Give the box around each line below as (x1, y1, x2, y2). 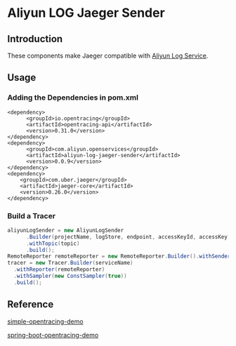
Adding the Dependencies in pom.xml (7, 93, 139, 102)
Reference (7, 298, 54, 310)
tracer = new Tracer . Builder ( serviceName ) (7, 260, 133, 267)
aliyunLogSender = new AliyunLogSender (7, 227, 124, 234)
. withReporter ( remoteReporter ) (13, 266, 105, 273)
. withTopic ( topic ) (25, 240, 80, 247)
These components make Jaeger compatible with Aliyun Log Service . (7, 51, 209, 60)
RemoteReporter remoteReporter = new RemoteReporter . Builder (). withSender (7, 253, 231, 260)
